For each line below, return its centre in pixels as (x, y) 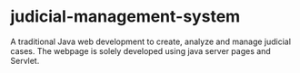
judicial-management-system (125, 17)
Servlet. (25, 60)
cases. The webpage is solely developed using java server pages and (140, 50)
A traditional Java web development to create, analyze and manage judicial (151, 41)
